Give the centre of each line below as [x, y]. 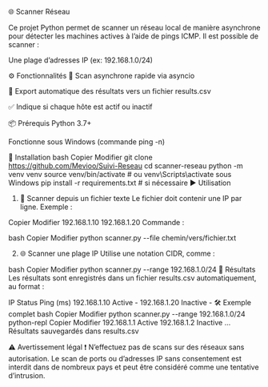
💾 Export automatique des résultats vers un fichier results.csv [110, 91]
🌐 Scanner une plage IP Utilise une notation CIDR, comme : [117, 253]
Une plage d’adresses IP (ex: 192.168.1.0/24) [81, 60]
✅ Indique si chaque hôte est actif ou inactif [81, 107]
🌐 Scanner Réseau [39, 12]
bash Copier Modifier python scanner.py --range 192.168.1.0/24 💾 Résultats [132, 269]
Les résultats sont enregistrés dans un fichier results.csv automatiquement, [132, 278]
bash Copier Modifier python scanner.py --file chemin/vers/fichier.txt [122, 238]
